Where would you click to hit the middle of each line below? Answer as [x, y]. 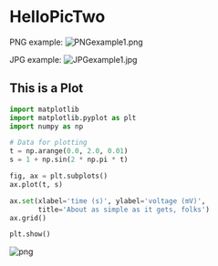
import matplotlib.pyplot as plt [73, 118]
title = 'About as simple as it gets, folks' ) [124, 210]
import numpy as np [47, 126]
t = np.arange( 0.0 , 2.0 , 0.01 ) [69, 151]
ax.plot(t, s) [36, 184]
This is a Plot [47, 88]
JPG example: [36, 59]
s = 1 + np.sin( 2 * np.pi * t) [69, 160]
